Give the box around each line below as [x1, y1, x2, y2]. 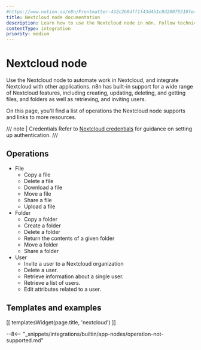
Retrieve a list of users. [23, 279, 81, 286]
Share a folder [23, 247, 59, 254]
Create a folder [23, 222, 61, 229]
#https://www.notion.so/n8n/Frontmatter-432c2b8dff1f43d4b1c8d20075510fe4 [6, 8, 197, 15]
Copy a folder [23, 215, 58, 223]
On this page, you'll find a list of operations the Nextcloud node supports [6, 107, 185, 114]
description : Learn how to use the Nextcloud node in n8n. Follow [6, 20, 175, 26]
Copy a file [23, 171, 51, 178]
